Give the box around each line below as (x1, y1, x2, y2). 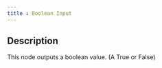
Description (7, 35, 58, 47)
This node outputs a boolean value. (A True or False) (7, 53, 156, 61)
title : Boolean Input (7, 10, 72, 17)
